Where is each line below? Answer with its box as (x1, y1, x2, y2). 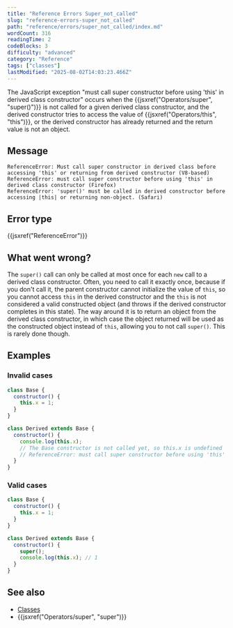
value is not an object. (7, 125, 71, 133)
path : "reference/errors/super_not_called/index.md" (7, 23, 163, 30)
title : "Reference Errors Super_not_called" (7, 10, 138, 17)
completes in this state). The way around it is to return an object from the (7, 307, 217, 315)
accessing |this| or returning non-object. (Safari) (7, 194, 163, 201)
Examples (7, 350, 51, 361)
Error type (7, 213, 52, 225)
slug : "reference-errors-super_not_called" (7, 17, 136, 24)
